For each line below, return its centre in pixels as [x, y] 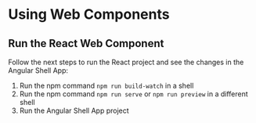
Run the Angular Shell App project [74, 110]
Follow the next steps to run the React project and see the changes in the [126, 62]
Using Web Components [89, 14]
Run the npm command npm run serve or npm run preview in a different [133, 94]
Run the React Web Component [86, 43]
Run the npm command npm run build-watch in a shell [106, 85]
